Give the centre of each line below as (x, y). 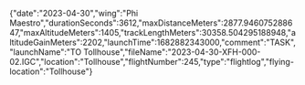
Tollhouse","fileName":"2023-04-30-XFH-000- (172, 52)
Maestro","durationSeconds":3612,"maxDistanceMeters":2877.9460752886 (151, 23)
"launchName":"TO (46, 52)
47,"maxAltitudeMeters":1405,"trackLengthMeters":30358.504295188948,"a (153, 32)
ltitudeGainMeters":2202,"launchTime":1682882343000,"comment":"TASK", (153, 42)
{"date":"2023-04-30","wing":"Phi (74, 13)
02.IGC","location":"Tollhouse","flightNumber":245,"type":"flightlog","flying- (152, 62)
